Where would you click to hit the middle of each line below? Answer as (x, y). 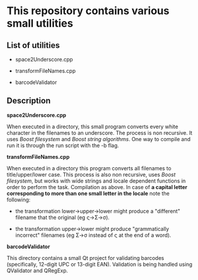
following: (19, 200)
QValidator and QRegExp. (37, 271)
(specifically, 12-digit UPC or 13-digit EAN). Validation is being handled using (100, 264)
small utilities (40, 23)
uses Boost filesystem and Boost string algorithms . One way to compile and (99, 139)
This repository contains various (88, 11)
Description (29, 101)
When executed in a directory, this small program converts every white (93, 126)
